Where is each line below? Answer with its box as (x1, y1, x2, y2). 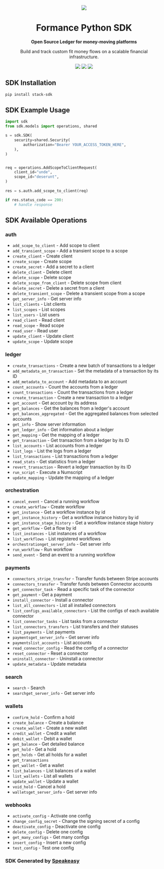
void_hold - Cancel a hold (12, 783, 66, 790)
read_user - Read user (12, 328, 58, 334)
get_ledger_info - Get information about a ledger (12, 426, 114, 432)
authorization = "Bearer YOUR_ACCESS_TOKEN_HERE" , (23, 142, 126, 147)
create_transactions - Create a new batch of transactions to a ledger (12, 362, 156, 368)
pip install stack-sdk (5, 92, 52, 97)
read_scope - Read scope (12, 322, 64, 328)
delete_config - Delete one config (12, 829, 83, 835)
